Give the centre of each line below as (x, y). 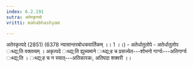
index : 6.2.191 (25, 12)
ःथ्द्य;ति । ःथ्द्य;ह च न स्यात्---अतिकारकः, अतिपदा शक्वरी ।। (69, 58)
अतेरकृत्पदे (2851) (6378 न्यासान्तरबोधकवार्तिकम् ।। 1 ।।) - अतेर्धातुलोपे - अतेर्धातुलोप (92, 44)
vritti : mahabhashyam (33, 23)
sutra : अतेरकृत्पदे (24, 17)
